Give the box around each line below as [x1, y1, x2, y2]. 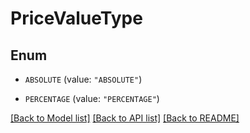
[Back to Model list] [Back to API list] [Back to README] [10, 112, 240, 124]
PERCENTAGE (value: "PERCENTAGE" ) [24, 93, 160, 104]
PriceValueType [10, 7, 143, 30]
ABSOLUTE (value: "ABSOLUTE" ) [24, 73, 143, 85]
